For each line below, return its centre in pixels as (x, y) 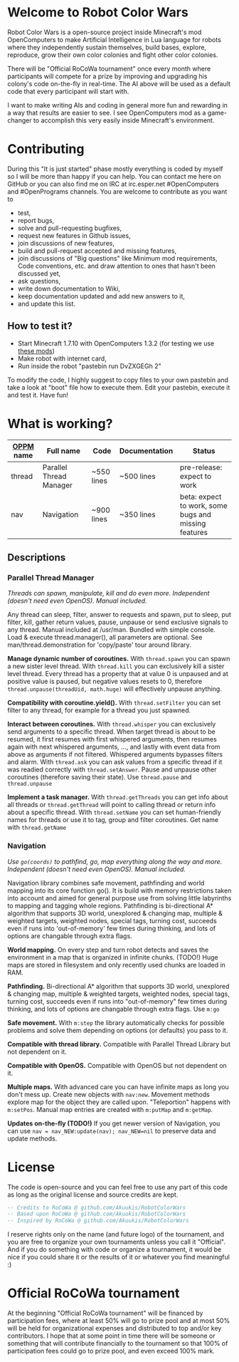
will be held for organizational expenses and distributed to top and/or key (115, 1329)
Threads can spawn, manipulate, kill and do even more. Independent (108, 593)
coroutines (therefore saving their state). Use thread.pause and (100, 777)
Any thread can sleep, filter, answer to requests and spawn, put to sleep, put (119, 615)
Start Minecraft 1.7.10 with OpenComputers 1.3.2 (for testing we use (116, 343)
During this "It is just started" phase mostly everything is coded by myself (115, 169)
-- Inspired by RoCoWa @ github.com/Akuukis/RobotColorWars (99, 1221)
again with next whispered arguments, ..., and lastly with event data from (114, 747)
